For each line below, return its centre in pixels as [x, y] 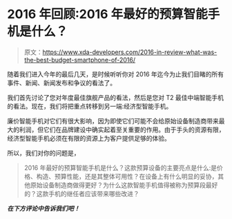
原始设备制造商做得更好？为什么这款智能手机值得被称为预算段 [118, 185]
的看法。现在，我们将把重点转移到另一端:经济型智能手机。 [90, 106]
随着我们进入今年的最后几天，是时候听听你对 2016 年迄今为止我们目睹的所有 [116, 74]
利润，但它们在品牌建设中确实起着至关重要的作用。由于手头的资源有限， [122, 130]
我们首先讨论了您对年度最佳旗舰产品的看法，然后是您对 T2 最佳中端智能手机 [116, 97]
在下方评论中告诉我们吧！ [43, 208]
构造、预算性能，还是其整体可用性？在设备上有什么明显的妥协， [127, 176]
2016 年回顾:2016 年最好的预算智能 [108, 14]
